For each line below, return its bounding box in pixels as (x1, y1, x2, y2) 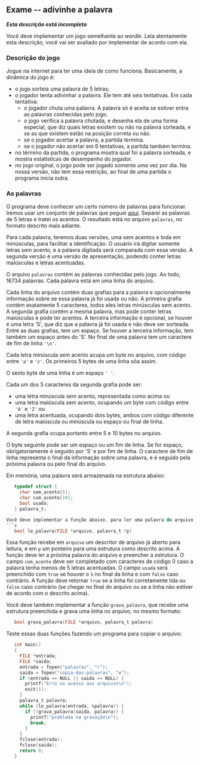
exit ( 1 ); (24, 686, 47, 692)
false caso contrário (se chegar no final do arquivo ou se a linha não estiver (6, 583, 193, 591)
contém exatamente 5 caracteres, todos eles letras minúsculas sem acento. (6, 302, 192, 309)
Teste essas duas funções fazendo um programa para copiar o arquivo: (6, 630, 182, 637)
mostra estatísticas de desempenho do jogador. (14, 155, 133, 162)
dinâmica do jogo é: (6, 74, 55, 81)
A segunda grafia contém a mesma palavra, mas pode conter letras (6, 308, 172, 315)
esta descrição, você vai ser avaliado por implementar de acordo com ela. (6, 38, 189, 46)
